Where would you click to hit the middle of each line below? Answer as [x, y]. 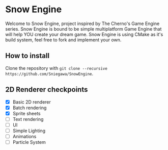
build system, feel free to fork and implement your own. [63, 40]
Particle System [29, 142]
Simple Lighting [29, 131]
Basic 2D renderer [32, 102]
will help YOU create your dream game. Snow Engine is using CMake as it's [84, 34]
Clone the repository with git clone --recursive [57, 68]
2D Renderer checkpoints [47, 90]
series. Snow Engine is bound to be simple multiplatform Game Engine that [83, 29]
